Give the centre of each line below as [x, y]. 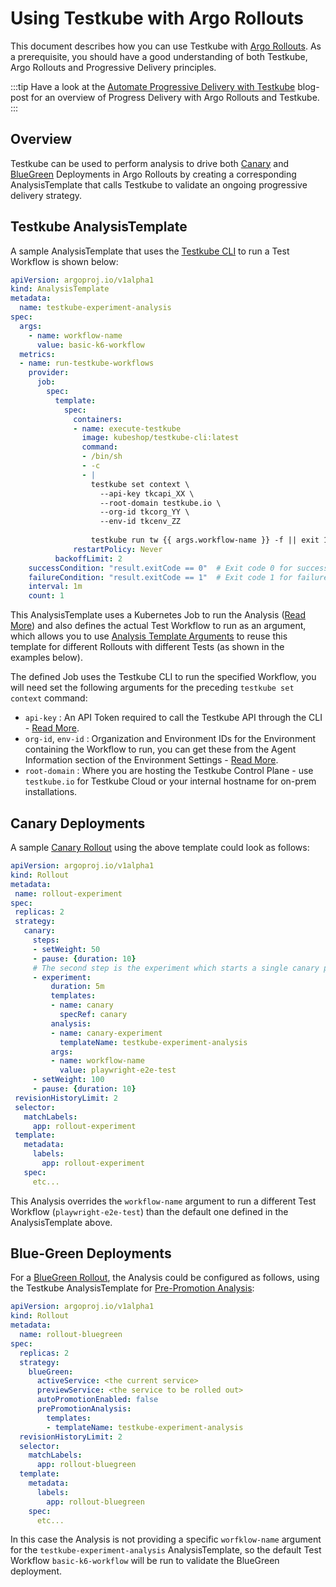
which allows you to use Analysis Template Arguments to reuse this [149, 636]
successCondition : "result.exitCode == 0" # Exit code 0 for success [178, 568]
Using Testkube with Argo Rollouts [157, 18]
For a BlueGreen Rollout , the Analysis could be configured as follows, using [165, 1278]
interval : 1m [55, 587]
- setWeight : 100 [68, 1080]
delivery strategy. [46, 195]
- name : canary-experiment [106, 1033]
